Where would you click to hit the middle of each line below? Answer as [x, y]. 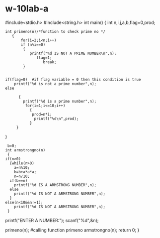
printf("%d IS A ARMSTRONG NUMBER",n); [55, 185]
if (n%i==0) [33, 45]
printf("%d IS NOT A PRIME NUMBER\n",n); [73, 53]
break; [50, 62]
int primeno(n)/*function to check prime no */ [55, 31]
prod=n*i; [42, 114]
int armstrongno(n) [25, 150]
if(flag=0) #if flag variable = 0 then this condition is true [73, 79]
